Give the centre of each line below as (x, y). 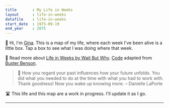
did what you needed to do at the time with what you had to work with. (91, 78)
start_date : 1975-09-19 (32, 24)
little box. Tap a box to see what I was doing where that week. (69, 48)
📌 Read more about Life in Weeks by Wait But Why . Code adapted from (79, 58)
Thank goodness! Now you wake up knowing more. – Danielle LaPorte (90, 84)
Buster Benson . (21, 63)
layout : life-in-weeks (36, 15)
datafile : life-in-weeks (36, 19)
